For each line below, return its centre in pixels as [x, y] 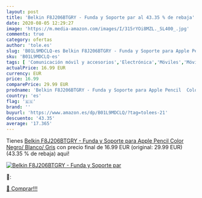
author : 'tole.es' [29, 46]
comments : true [25, 34]
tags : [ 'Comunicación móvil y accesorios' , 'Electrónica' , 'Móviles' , [95, 62]
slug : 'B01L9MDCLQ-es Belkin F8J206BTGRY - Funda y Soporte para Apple [98, 51]
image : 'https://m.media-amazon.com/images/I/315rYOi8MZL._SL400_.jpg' [98, 29]
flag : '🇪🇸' [21, 101]
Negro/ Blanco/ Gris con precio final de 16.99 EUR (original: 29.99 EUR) [94, 147]
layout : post [23, 12]
